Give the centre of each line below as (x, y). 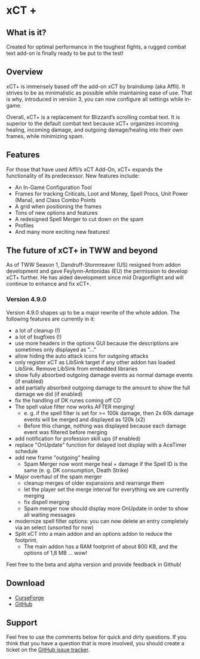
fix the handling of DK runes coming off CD (68, 400)
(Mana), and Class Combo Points (56, 200)
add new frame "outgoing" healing (57, 457)
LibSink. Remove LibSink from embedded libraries (76, 368)
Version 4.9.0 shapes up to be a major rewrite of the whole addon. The (93, 312)
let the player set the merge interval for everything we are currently (106, 489)
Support (22, 623)
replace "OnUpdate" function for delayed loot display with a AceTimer (101, 445)
